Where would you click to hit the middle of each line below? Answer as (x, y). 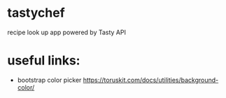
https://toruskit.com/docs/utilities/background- (151, 80)
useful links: (44, 61)
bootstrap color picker (49, 80)
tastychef (36, 13)
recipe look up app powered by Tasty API (66, 32)
